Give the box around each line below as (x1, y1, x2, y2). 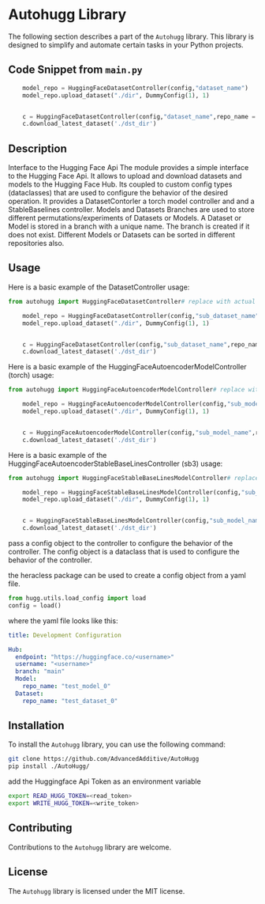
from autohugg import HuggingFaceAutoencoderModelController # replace (8, 386, 245, 394)
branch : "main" (15, 668, 65, 675)
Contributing (8, 821, 73, 835)
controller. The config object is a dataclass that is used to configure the (8, 547, 240, 556)
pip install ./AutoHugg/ (8, 762, 90, 770)
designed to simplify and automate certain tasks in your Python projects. (8, 40, 244, 49)
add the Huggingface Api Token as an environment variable (8, 777, 201, 786)
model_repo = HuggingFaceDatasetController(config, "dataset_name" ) (22, 84, 248, 92)
